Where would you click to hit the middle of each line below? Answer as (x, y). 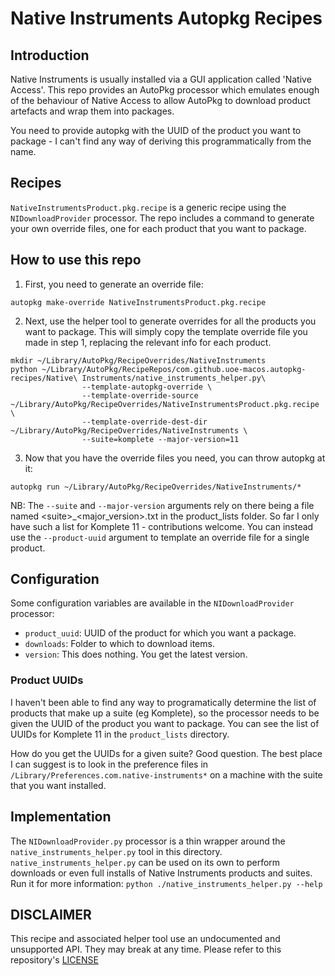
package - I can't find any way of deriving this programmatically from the (161, 141)
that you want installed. (58, 785)
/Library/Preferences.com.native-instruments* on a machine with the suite (166, 774)
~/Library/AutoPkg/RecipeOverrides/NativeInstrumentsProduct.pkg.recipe (165, 404)
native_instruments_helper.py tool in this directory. (116, 851)
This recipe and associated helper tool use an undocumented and (145, 939)
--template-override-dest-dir (144, 422)
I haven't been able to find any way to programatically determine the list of (163, 702)
